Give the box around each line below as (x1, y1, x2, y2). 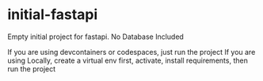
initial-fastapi (7, 6, 98, 24)
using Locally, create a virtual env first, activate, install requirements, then (7, 56, 249, 65)
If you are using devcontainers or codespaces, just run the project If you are (7, 47, 256, 56)
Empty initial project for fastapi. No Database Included (7, 32, 184, 41)
